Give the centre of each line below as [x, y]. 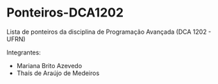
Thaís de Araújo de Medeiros [58, 73]
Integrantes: [24, 52]
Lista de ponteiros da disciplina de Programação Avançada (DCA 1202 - [109, 32]
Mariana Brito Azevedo [49, 65]
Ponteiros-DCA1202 [65, 13]
